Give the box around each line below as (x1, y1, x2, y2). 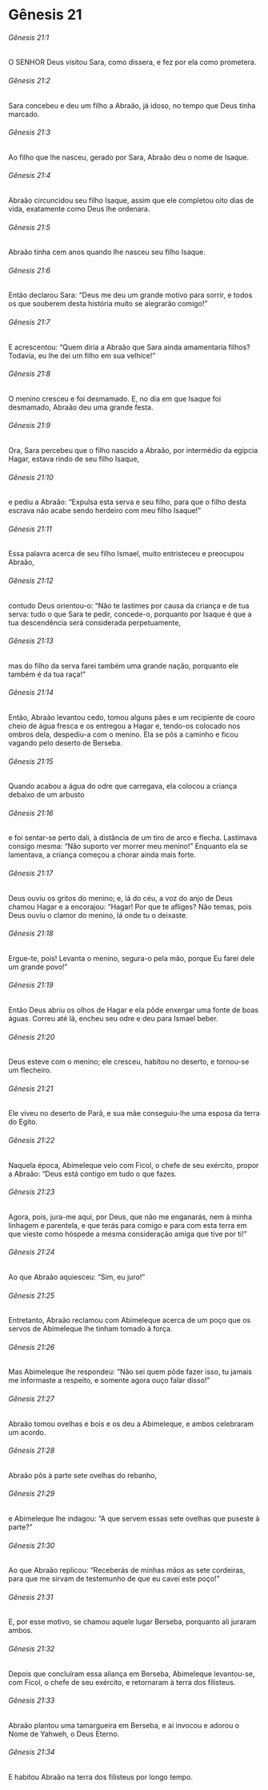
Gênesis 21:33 (8, 1695, 55, 1705)
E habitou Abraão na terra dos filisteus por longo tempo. (8, 1772, 194, 1782)
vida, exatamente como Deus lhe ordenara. (8, 204, 150, 213)
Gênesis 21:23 (8, 1187, 55, 1197)
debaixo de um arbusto (8, 790, 85, 799)
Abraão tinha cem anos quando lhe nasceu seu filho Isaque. (8, 247, 206, 257)
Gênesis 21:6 (8, 265, 50, 275)
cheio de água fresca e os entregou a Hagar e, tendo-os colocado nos (8, 721, 241, 731)
